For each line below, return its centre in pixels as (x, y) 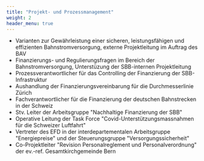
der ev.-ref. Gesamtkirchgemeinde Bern (65, 151)
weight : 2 (19, 18)
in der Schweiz (34, 106)
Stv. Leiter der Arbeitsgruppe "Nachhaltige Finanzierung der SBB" (99, 112)
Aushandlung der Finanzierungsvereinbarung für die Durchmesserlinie (104, 86)
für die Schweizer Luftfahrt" (50, 125)
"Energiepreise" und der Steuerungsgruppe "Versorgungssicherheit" (102, 138)
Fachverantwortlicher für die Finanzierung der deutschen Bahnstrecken (106, 99)
